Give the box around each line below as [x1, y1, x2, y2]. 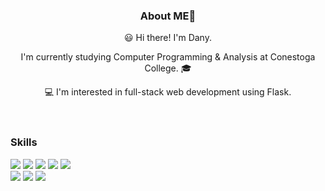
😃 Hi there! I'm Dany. [124, 32, 212, 44]
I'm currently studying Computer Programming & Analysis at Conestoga [20, 51, 316, 63]
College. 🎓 [144, 62, 192, 74]
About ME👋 [139, 9, 197, 23]
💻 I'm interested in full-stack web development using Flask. [44, 86, 292, 98]
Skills [10, 135, 38, 149]
